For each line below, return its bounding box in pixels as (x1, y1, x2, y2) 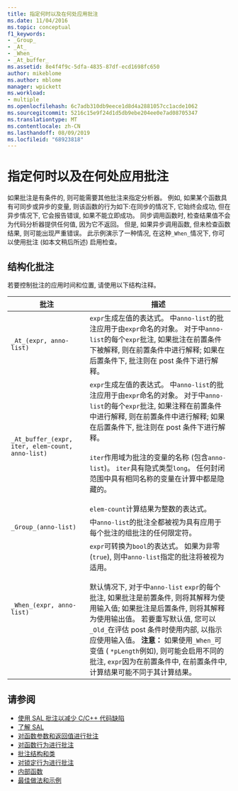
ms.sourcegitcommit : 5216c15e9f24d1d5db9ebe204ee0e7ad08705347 (7, 109, 198, 116)
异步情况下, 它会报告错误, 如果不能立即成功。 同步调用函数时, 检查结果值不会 (7, 211, 231, 220)
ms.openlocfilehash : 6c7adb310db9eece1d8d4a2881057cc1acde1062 (7, 103, 198, 110)
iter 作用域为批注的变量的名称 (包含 (89, 452, 208, 462)
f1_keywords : (7, 30, 46, 38)
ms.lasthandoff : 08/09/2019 (7, 129, 91, 136)
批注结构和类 (17, 749, 55, 758)
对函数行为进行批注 (17, 740, 74, 749)
